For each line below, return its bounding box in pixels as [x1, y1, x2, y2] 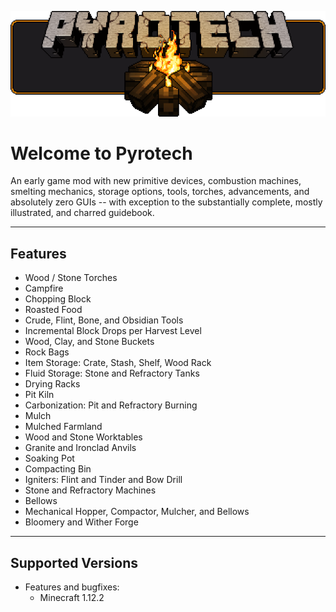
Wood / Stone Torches [24, 272, 118, 284]
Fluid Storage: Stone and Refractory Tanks [24, 367, 200, 380]
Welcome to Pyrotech [10, 142, 193, 165]
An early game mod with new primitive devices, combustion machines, [10, 175, 302, 187]
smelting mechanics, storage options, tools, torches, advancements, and [10, 186, 310, 198]
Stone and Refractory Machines [24, 484, 157, 496]
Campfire [24, 282, 64, 295]
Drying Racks [24, 378, 81, 390]
